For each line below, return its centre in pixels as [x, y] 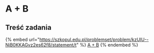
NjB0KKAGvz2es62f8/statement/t [41, 45]
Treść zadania [28, 28]
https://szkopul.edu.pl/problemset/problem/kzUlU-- [94, 39]
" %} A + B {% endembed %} [107, 45]
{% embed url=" [23, 39]
